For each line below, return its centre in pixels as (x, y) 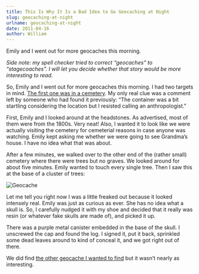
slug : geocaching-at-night (40, 17)
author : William (26, 34)
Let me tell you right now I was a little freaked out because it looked (89, 197)
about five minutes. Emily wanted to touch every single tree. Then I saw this (99, 168)
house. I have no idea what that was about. (59, 143)
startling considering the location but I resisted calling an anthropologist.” (96, 106)
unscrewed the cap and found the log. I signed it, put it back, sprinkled (93, 234)
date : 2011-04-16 (28, 28)
